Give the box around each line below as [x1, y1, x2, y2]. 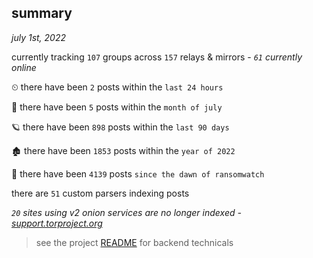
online [11, 61, 37, 73]
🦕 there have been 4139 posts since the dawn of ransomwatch [11, 167, 265, 180]
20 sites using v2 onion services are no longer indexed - [11, 206, 242, 218]
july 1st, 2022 [11, 31, 67, 43]
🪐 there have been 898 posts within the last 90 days [11, 121, 230, 133]
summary [11, 5, 73, 22]
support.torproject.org [11, 217, 103, 229]
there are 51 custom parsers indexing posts [11, 187, 190, 199]
